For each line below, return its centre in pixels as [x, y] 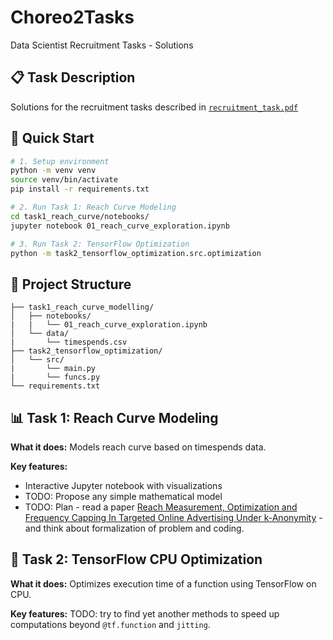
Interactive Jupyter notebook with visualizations [123, 486]
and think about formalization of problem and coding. [134, 528]
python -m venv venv [53, 171]
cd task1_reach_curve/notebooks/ [80, 216]
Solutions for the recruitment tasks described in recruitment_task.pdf [154, 107]
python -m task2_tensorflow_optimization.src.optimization [136, 253]
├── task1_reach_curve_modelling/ [82, 307]
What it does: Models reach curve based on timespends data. [138, 447]
